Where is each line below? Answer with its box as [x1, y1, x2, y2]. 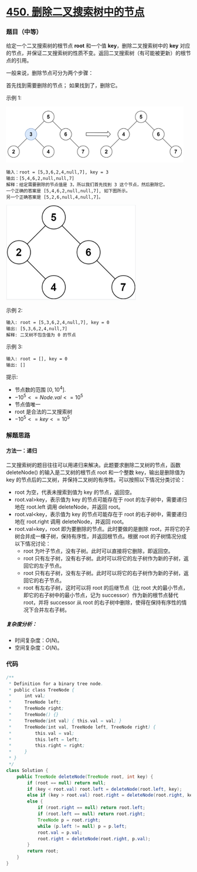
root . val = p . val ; [37, 830, 83, 836]
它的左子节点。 [28, 562, 65, 569]
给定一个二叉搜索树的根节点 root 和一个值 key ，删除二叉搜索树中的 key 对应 [6, 42, 191, 49]
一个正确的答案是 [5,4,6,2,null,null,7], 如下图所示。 [6, 188, 131, 194]
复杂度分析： [6, 621, 37, 628]
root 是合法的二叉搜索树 [14, 408, 73, 415]
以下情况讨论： [14, 540, 51, 547]
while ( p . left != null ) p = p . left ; [37, 823, 127, 829]
